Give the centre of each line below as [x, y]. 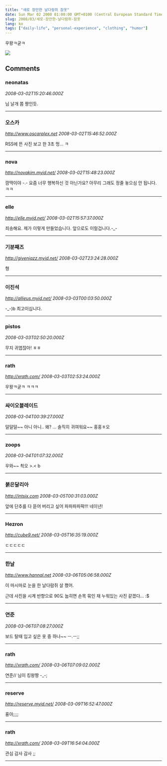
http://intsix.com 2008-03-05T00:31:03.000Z [52, 496]
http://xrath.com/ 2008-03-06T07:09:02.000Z [53, 665]
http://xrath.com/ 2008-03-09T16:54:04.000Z [52, 743]
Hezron [14, 524]
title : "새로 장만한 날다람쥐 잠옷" [37, 10]
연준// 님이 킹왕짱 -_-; [26, 675]
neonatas [17, 83]
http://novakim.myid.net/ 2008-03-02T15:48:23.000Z [60, 173]
